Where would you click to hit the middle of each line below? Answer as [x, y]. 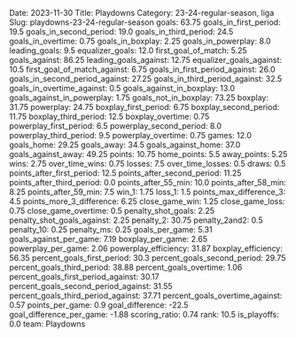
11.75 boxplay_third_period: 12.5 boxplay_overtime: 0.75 [109, 116]
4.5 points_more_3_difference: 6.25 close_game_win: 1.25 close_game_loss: [147, 201]
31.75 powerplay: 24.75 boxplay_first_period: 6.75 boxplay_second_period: [144, 107]
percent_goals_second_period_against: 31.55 [91, 286]
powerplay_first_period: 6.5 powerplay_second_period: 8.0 [116, 126]
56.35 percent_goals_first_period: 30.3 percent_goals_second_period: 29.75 [148, 258]
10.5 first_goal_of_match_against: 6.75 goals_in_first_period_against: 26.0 [143, 69]
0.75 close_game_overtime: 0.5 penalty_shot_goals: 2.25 [112, 211]
